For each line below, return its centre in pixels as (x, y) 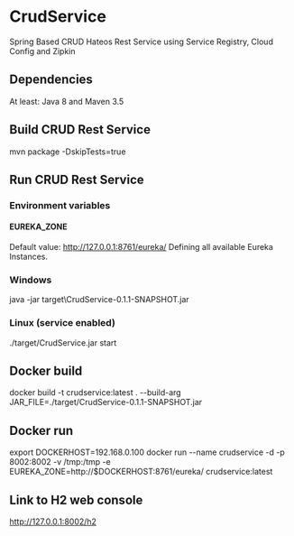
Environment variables (60, 205)
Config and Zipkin (42, 51)
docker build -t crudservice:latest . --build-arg (96, 393)
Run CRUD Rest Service (77, 179)
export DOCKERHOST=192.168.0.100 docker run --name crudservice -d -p (147, 452)
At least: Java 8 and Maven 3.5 (67, 101)
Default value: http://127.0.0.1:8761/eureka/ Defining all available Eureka (141, 247)
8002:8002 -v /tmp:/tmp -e (60, 462)
